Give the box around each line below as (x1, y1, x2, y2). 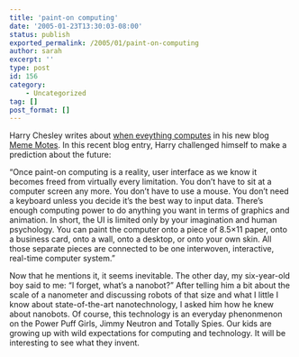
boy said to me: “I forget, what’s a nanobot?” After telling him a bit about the (9, 280, 291, 291)
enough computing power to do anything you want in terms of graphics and (9, 205, 290, 216)
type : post (9, 64, 50, 73)
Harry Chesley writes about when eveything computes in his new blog (9, 130, 270, 141)
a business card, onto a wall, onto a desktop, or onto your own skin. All (9, 233, 272, 244)
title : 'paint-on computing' (9, 13, 119, 23)
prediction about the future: (9, 150, 112, 160)
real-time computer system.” (9, 253, 115, 264)
